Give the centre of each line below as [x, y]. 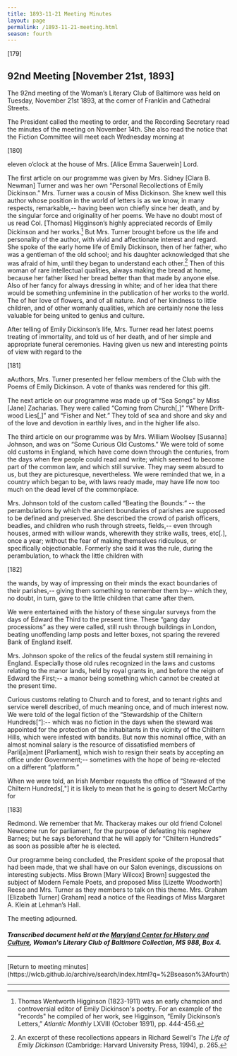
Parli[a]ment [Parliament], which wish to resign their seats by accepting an [116, 752]
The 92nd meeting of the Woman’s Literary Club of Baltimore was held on [114, 93]
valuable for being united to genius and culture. [76, 316]
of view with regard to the [45, 352]
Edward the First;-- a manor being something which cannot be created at [114, 678]
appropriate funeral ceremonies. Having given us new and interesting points [117, 345]
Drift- [217, 408]
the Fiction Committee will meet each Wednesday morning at [96, 137]
